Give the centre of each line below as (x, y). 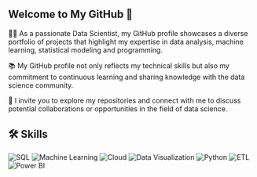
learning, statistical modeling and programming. (86, 50)
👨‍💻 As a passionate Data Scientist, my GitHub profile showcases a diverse (128, 33)
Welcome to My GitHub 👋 (71, 14)
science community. (41, 85)
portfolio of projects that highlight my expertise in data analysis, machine (126, 42)
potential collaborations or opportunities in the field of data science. (118, 108)
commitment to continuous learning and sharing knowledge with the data (127, 77)
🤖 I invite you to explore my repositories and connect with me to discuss (125, 100)
